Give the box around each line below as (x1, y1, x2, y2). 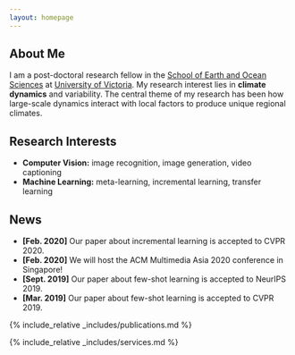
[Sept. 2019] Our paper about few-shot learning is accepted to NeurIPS (21, 274, 287, 284)
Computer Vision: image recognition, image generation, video (21, 157, 252, 168)
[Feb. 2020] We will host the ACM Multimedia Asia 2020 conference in (21, 255, 284, 266)
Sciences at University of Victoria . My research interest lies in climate (9, 80, 266, 90)
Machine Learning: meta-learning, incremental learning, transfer (21, 176, 262, 188)
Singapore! (21, 265, 63, 275)
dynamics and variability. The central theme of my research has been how (9, 89, 284, 99)
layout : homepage (9, 13, 74, 22)
